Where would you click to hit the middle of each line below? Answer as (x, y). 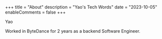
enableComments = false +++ (35, 12)
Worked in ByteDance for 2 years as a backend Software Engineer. (73, 31)
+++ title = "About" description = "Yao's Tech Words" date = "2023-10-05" (81, 7)
